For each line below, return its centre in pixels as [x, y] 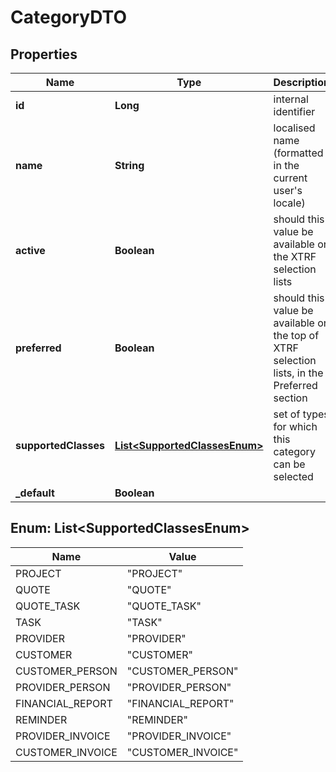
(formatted [298, 153]
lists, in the [298, 373]
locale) [289, 203]
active [30, 250]
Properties [44, 54]
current [290, 178]
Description [301, 82]
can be [289, 464]
